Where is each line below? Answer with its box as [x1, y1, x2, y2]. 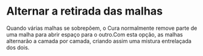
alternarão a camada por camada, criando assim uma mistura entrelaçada [6, 37, 192, 44]
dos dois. [6, 44, 30, 51]
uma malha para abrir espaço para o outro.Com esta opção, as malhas [6, 30, 183, 38]
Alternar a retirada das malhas [6, 4, 163, 18]
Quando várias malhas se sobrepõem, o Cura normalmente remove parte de [6, 24, 198, 32]
